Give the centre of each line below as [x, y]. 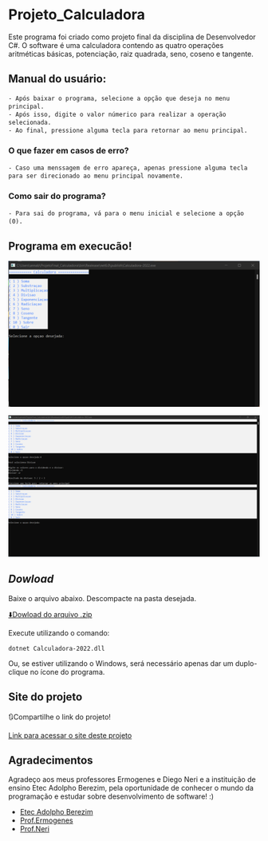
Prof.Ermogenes [46, 820]
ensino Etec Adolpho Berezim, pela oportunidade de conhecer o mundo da [131, 788]
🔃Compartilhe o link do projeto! [60, 716]
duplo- [246, 663]
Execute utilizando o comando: [59, 632]
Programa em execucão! [70, 246]
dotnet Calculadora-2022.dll [57, 648]
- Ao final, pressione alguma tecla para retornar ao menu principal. [128, 130]
